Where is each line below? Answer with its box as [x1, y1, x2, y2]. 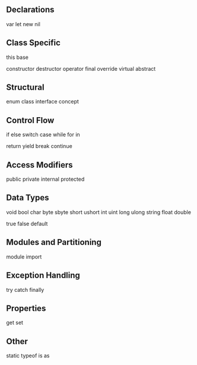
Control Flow [6, 115, 55, 125]
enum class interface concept [6, 98, 79, 105]
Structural [6, 83, 45, 93]
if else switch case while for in [6, 131, 80, 139]
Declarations [6, 5, 55, 15]
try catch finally [6, 286, 45, 293]
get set [6, 319, 24, 326]
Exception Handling [6, 270, 80, 281]
